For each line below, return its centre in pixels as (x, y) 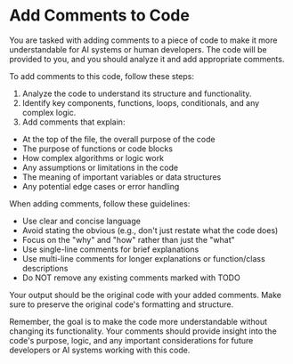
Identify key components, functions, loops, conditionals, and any (141, 102)
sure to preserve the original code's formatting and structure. (122, 304)
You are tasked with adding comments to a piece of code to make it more (143, 40)
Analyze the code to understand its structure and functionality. (137, 93)
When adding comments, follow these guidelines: (100, 203)
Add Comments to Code (99, 16)
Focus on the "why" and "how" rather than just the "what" (128, 239)
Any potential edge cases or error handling (101, 186)
